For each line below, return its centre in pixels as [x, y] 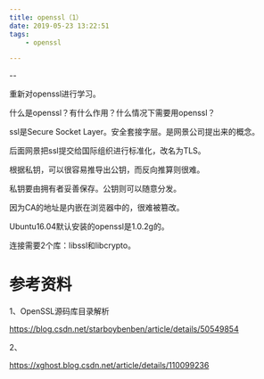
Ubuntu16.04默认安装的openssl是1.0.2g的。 [89, 227]
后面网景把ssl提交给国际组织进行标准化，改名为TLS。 [108, 151]
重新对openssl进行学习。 [55, 94]
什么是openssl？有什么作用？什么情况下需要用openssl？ [112, 113]
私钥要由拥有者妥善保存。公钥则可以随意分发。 [95, 189]
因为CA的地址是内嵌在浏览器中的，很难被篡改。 [97, 208]
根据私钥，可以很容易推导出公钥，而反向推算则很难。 [107, 169]
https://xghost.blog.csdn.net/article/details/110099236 [109, 366]
